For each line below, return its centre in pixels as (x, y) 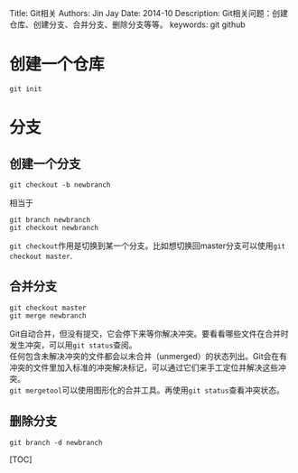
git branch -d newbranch (56, 442)
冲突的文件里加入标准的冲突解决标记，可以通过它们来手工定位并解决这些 (144, 367)
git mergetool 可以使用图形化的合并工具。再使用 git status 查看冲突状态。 (147, 390)
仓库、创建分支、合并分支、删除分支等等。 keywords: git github (127, 24)
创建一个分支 (45, 164)
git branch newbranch (50, 219)
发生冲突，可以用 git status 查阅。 (73, 345)
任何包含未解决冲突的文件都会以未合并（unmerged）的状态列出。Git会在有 (148, 356)
